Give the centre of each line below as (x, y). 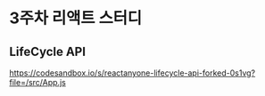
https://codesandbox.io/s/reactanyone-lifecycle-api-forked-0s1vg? (132, 73)
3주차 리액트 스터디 (76, 18)
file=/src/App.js (38, 82)
